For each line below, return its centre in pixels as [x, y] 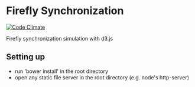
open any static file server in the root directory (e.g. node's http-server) [102, 77]
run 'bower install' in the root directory [61, 71]
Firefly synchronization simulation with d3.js [60, 38]
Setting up [26, 57]
